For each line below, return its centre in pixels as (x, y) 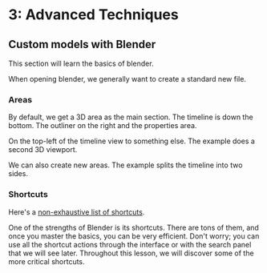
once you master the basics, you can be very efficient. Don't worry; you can (134, 236)
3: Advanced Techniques (93, 15)
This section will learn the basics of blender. (81, 63)
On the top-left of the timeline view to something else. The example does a (131, 141)
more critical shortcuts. (47, 261)
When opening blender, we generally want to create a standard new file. (127, 79)
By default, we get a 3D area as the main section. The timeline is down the (131, 117)
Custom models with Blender (82, 44)
